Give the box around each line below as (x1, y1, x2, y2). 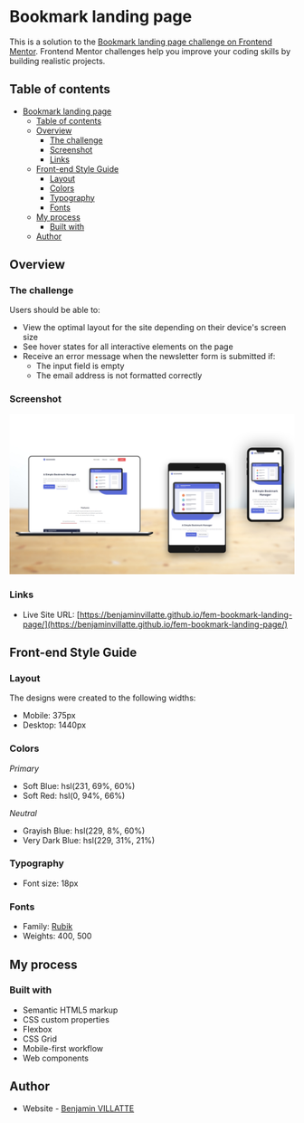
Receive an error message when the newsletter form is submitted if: (22, 351, 276, 362)
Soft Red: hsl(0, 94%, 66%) (22, 790, 126, 801)
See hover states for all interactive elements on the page (22, 341, 233, 352)
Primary (9, 763, 39, 774)
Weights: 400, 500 (22, 930, 92, 942)
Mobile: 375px (22, 710, 76, 721)
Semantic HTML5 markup (22, 1004, 119, 1015)
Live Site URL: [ (22, 609, 81, 620)
